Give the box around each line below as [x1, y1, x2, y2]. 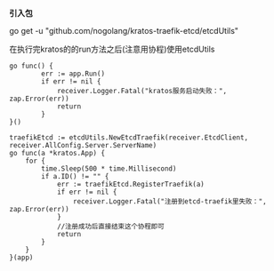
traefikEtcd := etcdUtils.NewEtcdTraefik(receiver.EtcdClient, [9, 133, 249, 142]
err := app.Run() [41, 69, 105, 78]
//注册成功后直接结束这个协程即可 [56, 222, 165, 231]
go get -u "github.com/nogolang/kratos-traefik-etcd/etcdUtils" [9, 26, 238, 36]
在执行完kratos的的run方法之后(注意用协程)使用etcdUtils [9, 44, 215, 54]
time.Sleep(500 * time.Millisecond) [41, 164, 177, 173]
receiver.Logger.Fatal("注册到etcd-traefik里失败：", [72, 197, 267, 206]
